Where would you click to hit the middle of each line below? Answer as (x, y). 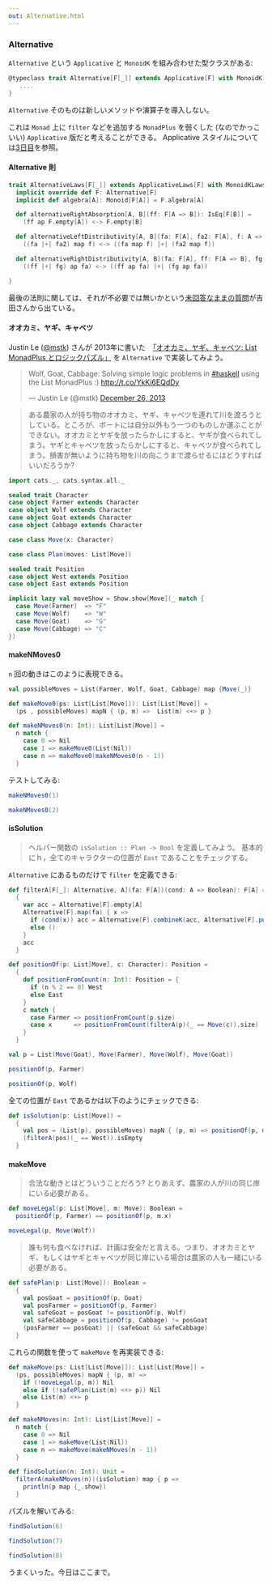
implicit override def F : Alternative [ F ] (87, 192)
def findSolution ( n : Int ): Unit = (67, 1472)
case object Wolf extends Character (70, 510)
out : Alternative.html (47, 16)
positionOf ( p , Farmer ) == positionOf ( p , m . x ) (94, 1216)
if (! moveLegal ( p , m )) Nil (68, 1382)
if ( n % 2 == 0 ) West (66, 988)
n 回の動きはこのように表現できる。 (68, 674)
